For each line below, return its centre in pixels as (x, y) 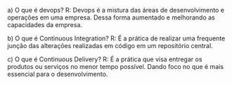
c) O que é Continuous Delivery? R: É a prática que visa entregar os (105, 59)
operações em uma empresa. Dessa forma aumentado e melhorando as (111, 17)
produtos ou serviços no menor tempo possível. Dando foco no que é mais (115, 67)
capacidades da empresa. (45, 25)
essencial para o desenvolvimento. (58, 74)
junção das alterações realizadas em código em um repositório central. (110, 46)
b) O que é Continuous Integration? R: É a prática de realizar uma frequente (116, 38)
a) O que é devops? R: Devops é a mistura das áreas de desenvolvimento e (116, 10)
